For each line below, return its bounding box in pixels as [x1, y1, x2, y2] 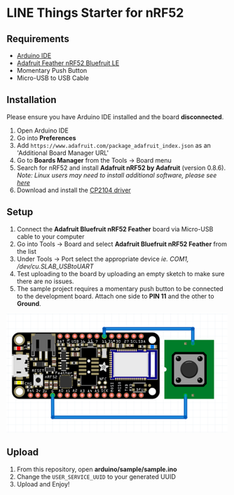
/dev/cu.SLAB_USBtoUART [16, 262, 94, 271]
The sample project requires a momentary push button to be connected [16, 284, 223, 292]
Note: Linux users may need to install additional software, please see [16, 170, 217, 179]
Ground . [16, 299, 41, 308]
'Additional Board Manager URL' [16, 149, 109, 157]
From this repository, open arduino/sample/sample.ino [16, 465, 177, 473]
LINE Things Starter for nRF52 [6, 5, 184, 21]
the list [16, 247, 36, 255]
